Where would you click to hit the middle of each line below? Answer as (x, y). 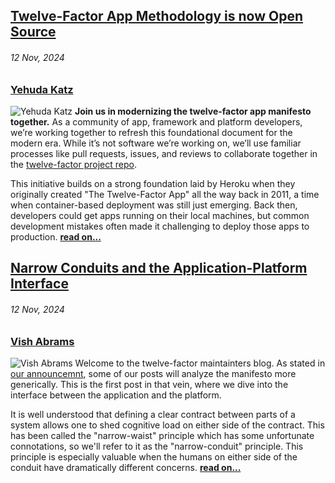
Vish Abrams (42, 341)
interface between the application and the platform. (116, 395)
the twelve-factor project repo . (73, 164)
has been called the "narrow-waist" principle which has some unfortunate (162, 435)
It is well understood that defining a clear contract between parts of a (153, 414)
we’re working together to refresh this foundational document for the (151, 132)
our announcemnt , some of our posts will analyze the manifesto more (153, 373)
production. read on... (56, 236)
